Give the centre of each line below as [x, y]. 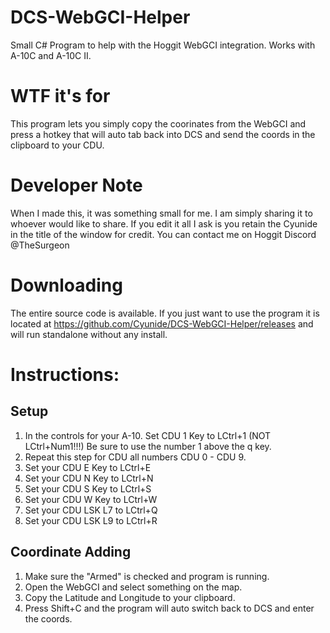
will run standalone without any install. [89, 334]
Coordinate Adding [71, 552]
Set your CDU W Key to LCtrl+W [91, 499]
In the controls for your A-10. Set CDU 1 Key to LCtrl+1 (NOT [148, 435]
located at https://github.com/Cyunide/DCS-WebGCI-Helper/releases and [162, 323]
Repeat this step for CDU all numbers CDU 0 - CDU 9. [135, 457]
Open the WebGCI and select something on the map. [133, 587]
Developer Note [76, 185]
